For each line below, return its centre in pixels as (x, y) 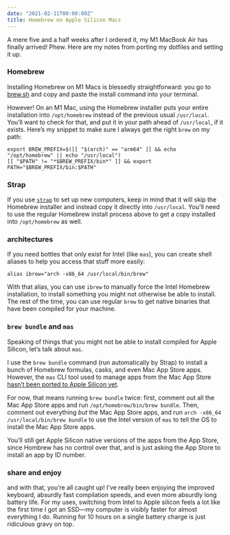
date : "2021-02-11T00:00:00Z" (50, 13)
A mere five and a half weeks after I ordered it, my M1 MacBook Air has (107, 39)
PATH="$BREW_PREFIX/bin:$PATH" (52, 167)
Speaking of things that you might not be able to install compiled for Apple (112, 342)
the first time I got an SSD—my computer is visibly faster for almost (102, 509)
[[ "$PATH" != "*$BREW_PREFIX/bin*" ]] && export (80, 161)
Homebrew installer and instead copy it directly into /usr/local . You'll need (114, 207)
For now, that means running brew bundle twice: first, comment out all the (111, 397)
